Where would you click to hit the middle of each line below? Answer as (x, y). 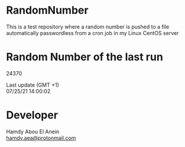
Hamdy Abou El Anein (33, 132)
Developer (32, 115)
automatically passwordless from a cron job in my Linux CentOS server (92, 33)
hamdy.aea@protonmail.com (41, 138)
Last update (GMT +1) (33, 85)
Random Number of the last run (85, 57)
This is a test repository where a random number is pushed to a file (88, 27)
